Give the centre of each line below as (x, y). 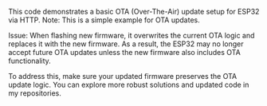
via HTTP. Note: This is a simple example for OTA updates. (104, 20)
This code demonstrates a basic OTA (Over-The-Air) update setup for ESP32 (134, 12)
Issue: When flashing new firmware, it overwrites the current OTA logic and (132, 35)
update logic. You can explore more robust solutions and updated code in (129, 84)
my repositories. (35, 93)
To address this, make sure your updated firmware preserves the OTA (123, 76)
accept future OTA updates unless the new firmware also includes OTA (124, 52)
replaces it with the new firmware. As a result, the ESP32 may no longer (126, 44)
